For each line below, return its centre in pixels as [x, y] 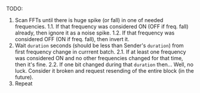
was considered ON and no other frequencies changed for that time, [99, 58]
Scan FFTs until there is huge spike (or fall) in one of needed [89, 20]
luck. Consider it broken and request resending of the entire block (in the [104, 71]
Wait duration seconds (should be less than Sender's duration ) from [99, 45]
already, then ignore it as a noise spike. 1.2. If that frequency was [95, 33]
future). [24, 77]
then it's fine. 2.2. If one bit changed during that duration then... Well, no [104, 64]
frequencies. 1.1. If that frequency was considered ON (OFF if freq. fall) [102, 27]
